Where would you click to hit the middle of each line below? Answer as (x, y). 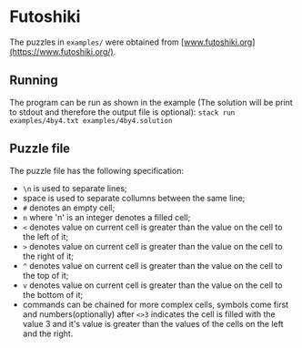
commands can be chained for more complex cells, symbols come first (156, 304)
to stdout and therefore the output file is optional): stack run (122, 112)
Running (34, 81)
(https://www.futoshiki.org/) (61, 51)
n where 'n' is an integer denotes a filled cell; (106, 217)
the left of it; (45, 236)
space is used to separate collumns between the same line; (134, 198)
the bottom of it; (53, 294)
